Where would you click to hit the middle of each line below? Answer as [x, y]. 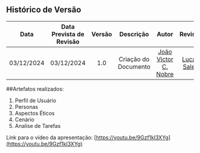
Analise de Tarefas [37, 126]
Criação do [134, 59]
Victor [165, 59]
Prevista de [68, 34]
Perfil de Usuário [35, 100]
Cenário [24, 120]
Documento [134, 66]
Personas [26, 106]
